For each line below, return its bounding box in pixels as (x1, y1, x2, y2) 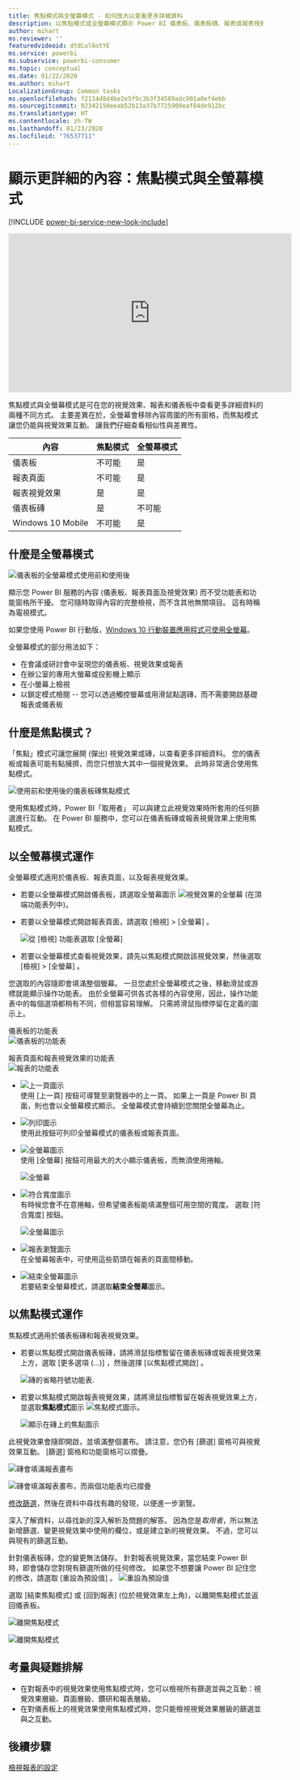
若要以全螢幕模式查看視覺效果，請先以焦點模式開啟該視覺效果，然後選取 (19, 951, 261, 960)
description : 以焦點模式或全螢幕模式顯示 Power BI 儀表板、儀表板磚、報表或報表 (8, 19, 255, 27)
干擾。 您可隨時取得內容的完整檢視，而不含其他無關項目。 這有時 (36, 597, 253, 607)
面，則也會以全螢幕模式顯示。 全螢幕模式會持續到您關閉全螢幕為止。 (19, 1101, 249, 1110)
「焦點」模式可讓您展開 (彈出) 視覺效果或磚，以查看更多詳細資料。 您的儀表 (8, 749, 261, 758)
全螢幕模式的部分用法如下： (8, 642, 101, 652)
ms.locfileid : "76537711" (8, 132, 95, 140)
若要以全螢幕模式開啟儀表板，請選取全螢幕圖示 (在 (19, 890, 255, 899)
